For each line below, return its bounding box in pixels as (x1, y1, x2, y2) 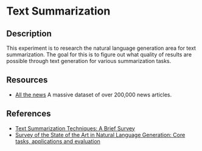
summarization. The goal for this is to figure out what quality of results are (6, 51, 192, 58)
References (6, 109, 51, 119)
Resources (6, 75, 48, 86)
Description (6, 29, 52, 39)
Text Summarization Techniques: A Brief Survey (15, 124, 135, 132)
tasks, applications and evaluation (15, 138, 100, 145)
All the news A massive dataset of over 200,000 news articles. (15, 91, 172, 98)
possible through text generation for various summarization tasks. (6, 58, 172, 64)
